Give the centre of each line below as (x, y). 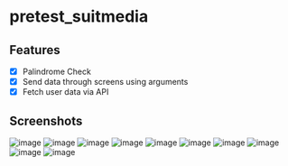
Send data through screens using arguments (105, 82)
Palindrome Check (57, 71)
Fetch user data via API (65, 92)
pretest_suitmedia (79, 17)
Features (35, 50)
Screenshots (46, 120)
